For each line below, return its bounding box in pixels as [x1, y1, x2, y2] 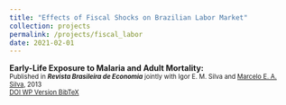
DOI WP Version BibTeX [9, 88, 79, 97]
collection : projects [9, 22, 91, 31]
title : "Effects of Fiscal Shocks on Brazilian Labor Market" [9, 13, 248, 22]
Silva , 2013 [9, 80, 42, 90]
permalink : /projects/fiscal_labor [9, 30, 143, 39]
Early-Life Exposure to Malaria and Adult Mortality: [9, 63, 205, 74]
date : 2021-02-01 [9, 38, 75, 48]
